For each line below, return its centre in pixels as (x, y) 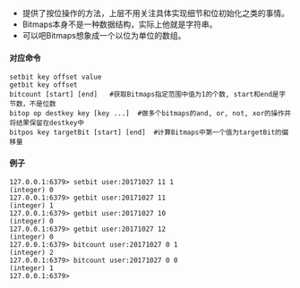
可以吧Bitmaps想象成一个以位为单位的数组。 (104, 35)
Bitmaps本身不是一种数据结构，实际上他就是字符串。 (120, 24)
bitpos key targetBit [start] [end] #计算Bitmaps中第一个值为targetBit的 (146, 132)
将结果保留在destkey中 (47, 123)
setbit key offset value (56, 77)
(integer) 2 (31, 253)
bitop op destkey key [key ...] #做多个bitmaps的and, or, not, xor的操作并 (150, 114)
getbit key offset (43, 85)
